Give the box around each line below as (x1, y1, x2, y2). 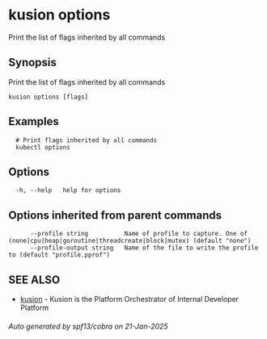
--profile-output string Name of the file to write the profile (29, 244, 259, 252)
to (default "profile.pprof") (8, 251, 111, 259)
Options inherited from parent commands (8, 208, 222, 222)
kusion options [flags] (8, 93, 89, 101)
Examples (8, 115, 59, 128)
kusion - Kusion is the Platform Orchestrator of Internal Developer (19, 295, 239, 303)
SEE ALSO (8, 273, 61, 287)
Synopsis (8, 56, 57, 69)
